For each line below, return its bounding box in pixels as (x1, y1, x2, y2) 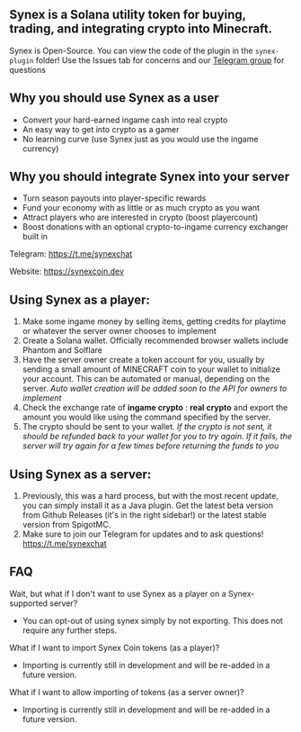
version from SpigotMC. (22, 520, 111, 530)
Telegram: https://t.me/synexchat (9, 249, 133, 259)
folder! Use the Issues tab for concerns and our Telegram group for (35, 54, 285, 66)
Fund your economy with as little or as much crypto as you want (22, 203, 261, 213)
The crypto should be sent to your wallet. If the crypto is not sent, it (22, 421, 272, 432)
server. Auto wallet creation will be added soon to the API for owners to (22, 383, 288, 394)
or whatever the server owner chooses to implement (22, 326, 217, 337)
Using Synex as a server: (9, 466, 152, 482)
